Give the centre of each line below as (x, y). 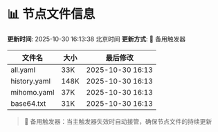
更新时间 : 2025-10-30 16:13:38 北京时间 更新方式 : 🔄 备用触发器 (96, 39)
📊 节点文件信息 (51, 14)
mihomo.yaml (33, 92)
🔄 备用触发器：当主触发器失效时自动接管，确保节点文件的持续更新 (118, 121)
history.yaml (30, 81)
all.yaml (23, 70)
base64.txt (28, 103)
